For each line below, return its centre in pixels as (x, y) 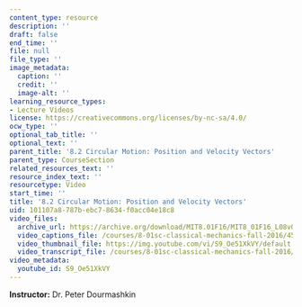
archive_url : (42, 227)
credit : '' (38, 85)
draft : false (34, 34)
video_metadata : (40, 261)
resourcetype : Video (48, 185)
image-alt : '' (44, 93)
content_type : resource (54, 18)
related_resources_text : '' (62, 168)
